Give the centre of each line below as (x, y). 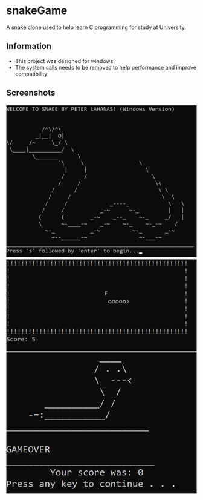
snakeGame (37, 11)
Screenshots (31, 93)
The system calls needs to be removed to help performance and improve (105, 67)
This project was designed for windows (64, 61)
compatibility (31, 74)
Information (29, 46)
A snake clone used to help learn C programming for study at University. (96, 27)
